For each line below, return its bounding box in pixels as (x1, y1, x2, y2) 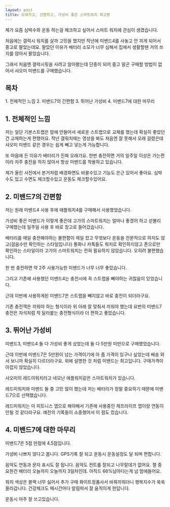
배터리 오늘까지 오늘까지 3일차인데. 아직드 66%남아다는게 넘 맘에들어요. (18, 468, 161, 474)
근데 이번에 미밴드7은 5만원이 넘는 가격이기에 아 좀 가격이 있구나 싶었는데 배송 (5, 351, 159, 357)
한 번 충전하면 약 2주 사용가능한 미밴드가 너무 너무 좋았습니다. (5, 264, 127, 271)
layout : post (5, 7, 33, 13)
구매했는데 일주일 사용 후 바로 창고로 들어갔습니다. (5, 224, 105, 230)
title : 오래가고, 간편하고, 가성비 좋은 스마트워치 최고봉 (5, 12, 110, 17)
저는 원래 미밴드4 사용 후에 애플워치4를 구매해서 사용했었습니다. (5, 206, 132, 213)
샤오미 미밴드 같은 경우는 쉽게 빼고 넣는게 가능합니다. (5, 142, 110, 148)
